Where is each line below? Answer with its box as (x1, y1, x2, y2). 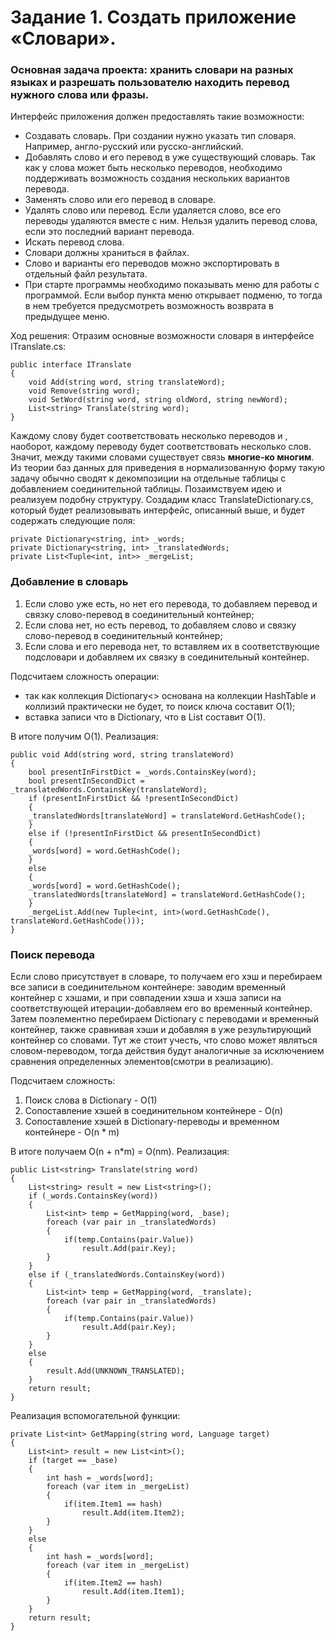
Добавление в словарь (10, 575, 129, 589)
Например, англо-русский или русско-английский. (24, 141, 244, 153)
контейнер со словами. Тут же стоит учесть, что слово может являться (10, 1034, 318, 1046)
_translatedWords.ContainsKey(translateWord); (10, 784, 208, 795)
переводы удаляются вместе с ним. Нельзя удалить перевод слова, (24, 215, 318, 227)
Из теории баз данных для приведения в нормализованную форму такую (10, 462, 325, 474)
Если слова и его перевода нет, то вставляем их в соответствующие (24, 640, 320, 652)
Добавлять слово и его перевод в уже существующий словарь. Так (24, 151, 316, 163)
